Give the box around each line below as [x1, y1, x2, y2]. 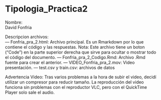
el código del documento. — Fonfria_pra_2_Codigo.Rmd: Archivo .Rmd [5, 54, 145, 60]
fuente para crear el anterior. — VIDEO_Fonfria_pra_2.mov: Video [5, 59, 135, 65]
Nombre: [5, 19, 23, 25]
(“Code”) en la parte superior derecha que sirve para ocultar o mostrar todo [5, 49, 157, 55]
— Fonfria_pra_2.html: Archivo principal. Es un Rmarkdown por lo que [5, 39, 144, 44]
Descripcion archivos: [5, 34, 48, 40]
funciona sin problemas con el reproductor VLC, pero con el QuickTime [5, 84, 147, 90]
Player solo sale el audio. [5, 89, 55, 95]
